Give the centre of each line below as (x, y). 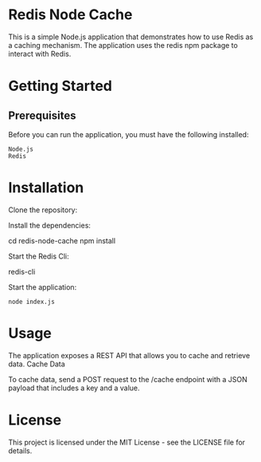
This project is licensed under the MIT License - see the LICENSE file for (127, 442)
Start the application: (43, 287)
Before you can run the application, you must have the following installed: (129, 134)
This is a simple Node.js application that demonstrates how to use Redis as (131, 37)
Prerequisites (42, 115)
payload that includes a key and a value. (74, 388)
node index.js (32, 302)
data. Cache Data (37, 364)
